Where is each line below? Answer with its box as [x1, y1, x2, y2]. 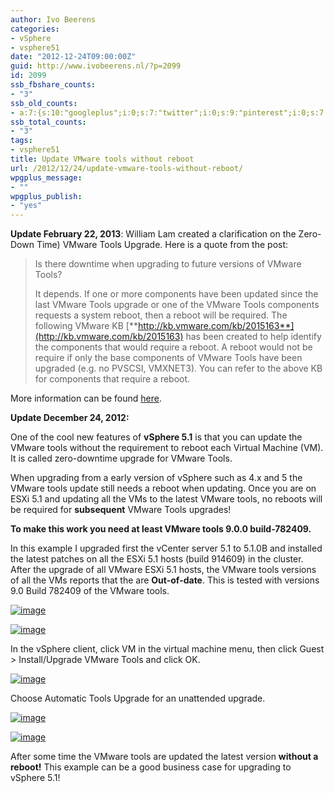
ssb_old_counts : [10, 98, 78, 108]
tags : [10, 136, 33, 146]
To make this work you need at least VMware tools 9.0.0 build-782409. [10, 523, 312, 535]
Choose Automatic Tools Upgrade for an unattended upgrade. [10, 692, 266, 705]
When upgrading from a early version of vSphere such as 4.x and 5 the [10, 472, 303, 484]
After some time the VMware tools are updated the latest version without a [10, 751, 319, 763]
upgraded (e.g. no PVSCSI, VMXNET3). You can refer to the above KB [34, 362, 323, 375]
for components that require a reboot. [34, 373, 191, 385]
